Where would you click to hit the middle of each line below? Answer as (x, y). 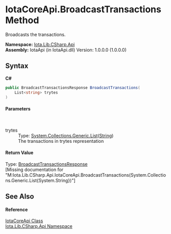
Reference (17, 209)
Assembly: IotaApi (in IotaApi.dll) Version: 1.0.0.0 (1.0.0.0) (66, 50)
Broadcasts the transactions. (35, 34)
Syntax (17, 66)
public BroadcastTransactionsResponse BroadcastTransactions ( (73, 88)
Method (22, 20)
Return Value (19, 153)
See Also (20, 196)
